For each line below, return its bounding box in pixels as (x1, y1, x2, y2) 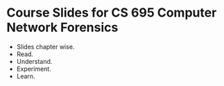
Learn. (16, 71, 35, 80)
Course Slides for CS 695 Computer (6, 5, 217, 21)
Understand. (16, 57, 53, 65)
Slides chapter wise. (16, 42, 75, 51)
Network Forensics (6, 19, 119, 35)
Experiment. (16, 64, 51, 73)
